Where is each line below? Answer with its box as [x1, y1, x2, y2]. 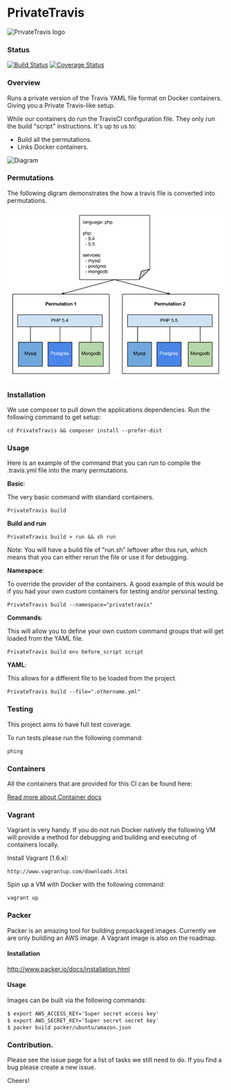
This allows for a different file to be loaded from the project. [7, 674, 177, 683]
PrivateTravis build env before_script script [7, 649, 144, 656]
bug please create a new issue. [7, 1063, 96, 1071]
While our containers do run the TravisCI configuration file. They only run [7, 114, 216, 122]
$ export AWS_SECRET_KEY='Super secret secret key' [7, 1017, 159, 1024]
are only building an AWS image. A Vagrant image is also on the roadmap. [7, 934, 217, 942]
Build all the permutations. [17, 135, 92, 143]
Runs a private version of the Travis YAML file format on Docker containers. [7, 93, 223, 102]
